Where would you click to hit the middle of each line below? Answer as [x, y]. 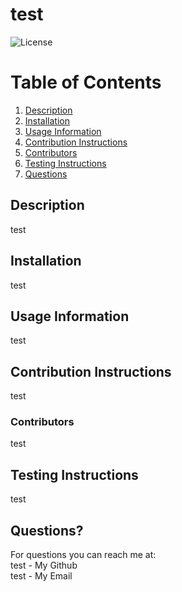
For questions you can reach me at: [83, 555]
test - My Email [41, 576]
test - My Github [44, 565]
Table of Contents [86, 82]
